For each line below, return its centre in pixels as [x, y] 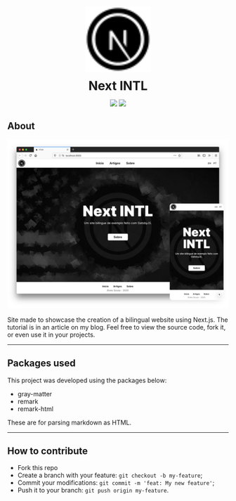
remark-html [35, 409]
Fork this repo [38, 468]
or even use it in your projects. [51, 334]
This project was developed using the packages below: [87, 380]
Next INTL [118, 86]
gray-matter [35, 393]
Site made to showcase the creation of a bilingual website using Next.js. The [118, 320]
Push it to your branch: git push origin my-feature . [93, 490]
